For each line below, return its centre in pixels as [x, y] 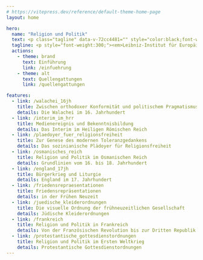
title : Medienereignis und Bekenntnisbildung [76, 124]
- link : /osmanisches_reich [47, 152]
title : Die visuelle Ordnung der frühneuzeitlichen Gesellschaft [101, 208]
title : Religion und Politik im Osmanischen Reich [82, 157]
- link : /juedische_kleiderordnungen [59, 202]
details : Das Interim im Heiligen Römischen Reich [82, 129]
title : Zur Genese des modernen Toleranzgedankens [82, 141]
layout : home [23, 18]
